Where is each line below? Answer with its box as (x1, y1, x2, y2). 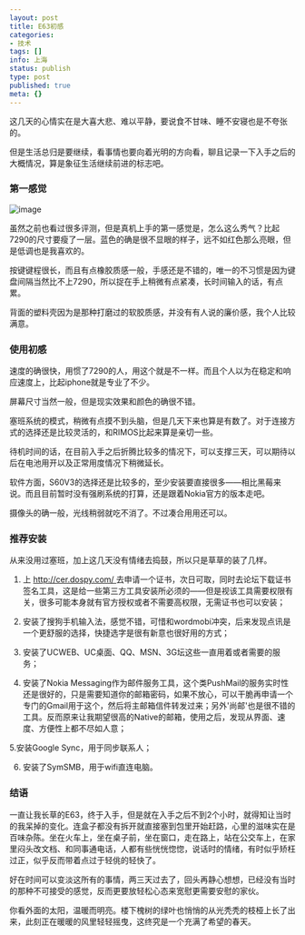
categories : (9, 30, 54, 39)
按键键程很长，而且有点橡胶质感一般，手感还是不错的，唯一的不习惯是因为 (9, 265, 288, 276)
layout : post (9, 13, 59, 23)
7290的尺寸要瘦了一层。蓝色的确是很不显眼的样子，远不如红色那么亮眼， (9, 234, 283, 245)
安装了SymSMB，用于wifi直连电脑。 (22, 761, 159, 773)
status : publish (9, 65, 71, 74)
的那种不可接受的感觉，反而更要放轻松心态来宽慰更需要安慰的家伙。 (9, 885, 264, 896)
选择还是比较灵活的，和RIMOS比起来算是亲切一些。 (25, 427, 219, 437)
